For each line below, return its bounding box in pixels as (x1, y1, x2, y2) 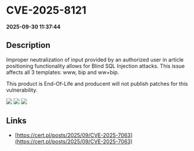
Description (6, 40, 50, 50)
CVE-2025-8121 (6, 4, 87, 17)
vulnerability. (6, 86, 37, 94)
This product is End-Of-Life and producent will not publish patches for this (6, 80, 188, 87)
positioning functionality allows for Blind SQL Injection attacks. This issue (6, 62, 185, 69)
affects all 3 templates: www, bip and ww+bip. (6, 69, 120, 76)
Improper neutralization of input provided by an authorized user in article (6, 56, 184, 63)
